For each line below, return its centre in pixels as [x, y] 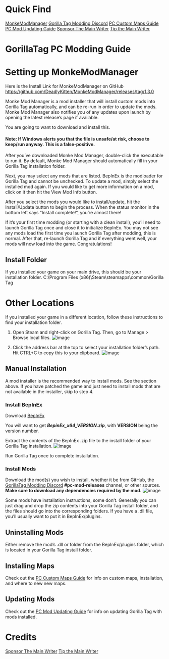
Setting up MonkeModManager [72, 72]
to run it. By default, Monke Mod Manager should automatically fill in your [81, 161]
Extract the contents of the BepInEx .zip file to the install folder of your [78, 441]
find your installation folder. [34, 322]
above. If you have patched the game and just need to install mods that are [83, 386]
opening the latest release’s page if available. [52, 118]
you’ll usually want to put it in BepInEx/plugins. [53, 516]
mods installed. [21, 617]
